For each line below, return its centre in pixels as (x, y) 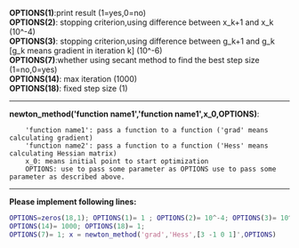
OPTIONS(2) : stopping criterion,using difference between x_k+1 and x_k (141, 22)
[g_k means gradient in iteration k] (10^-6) (86, 51)
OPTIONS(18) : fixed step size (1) (69, 88)
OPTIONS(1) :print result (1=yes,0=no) (78, 13)
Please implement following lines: (73, 202)
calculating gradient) (51, 138)
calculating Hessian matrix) (63, 154)
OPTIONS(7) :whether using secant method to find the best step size (134, 60)
